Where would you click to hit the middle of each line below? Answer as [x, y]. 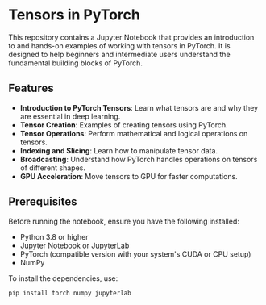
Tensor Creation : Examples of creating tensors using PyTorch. [124, 125]
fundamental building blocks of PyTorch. [75, 63]
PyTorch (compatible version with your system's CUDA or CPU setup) [135, 254]
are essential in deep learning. [70, 116]
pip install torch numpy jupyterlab [70, 293]
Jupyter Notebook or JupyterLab [75, 245]
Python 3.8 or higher [54, 236]
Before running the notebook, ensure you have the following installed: [124, 221]
